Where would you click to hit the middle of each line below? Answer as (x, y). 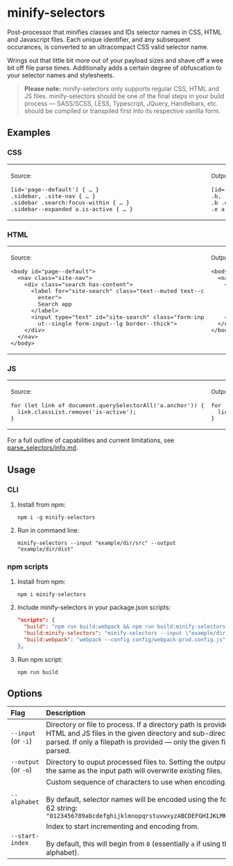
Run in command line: (48, 530)
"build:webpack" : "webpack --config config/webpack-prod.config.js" (125, 639)
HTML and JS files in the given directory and (119, 734)
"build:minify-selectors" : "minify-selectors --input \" (108, 633)
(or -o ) (21, 770)
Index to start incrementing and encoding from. (123, 826)
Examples (29, 133)
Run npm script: (40, 659)
